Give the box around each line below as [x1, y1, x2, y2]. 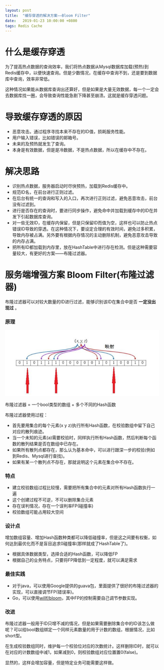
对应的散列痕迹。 [12, 429, 47, 434]
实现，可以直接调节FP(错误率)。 [12, 589, 77, 595]
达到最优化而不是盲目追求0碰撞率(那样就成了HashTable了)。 [9, 541, 131, 547]
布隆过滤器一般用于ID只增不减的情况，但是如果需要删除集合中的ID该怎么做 [5, 621, 155, 626]
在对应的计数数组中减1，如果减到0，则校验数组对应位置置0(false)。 [5, 649, 141, 655]
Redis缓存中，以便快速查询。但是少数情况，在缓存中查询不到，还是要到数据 [5, 70, 158, 76]
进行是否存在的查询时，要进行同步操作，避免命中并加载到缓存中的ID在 [12, 208, 154, 214]
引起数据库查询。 [20, 214, 55, 220]
